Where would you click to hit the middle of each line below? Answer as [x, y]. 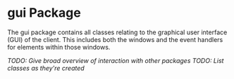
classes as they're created [46, 68]
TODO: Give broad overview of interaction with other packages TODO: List [116, 60]
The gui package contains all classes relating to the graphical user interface [117, 32]
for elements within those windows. [59, 47]
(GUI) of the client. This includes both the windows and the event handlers [115, 39]
